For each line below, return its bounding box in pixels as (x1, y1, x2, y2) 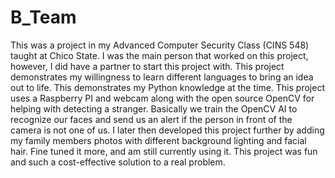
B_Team (10, 6, 77, 29)
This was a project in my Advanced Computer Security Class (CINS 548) (10, 39, 310, 51)
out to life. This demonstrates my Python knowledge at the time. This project (10, 81, 325, 93)
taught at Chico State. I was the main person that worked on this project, (10, 49, 309, 61)
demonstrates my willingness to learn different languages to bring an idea (10, 71, 314, 83)
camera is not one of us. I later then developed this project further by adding (10, 124, 325, 136)
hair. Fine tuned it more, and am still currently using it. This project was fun (10, 145, 318, 157)
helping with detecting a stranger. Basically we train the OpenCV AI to (10, 102, 298, 115)
